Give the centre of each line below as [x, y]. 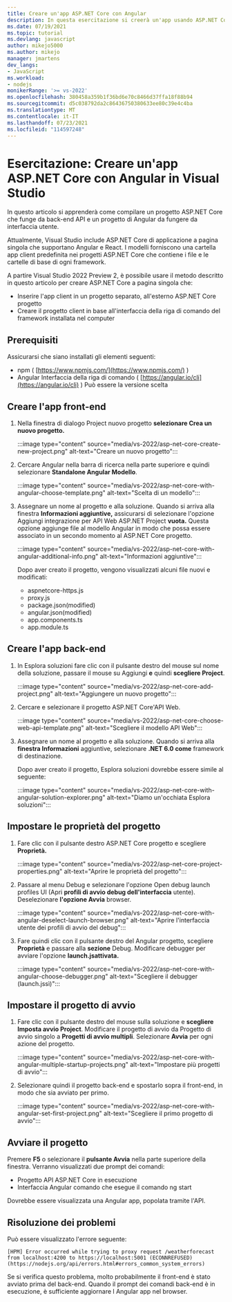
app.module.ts [48, 627]
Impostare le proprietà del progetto [84, 827]
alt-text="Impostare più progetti [175, 1065]
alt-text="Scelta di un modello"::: [153, 492]
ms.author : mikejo [33, 53]
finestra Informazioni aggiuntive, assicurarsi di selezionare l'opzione [116, 513]
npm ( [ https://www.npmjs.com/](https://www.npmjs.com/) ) [103, 370]
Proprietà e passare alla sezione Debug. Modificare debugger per [111, 948]
